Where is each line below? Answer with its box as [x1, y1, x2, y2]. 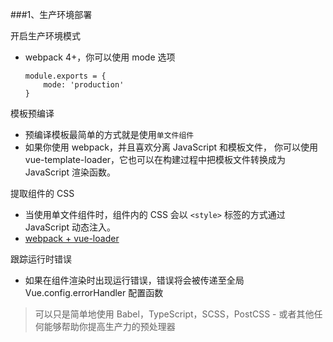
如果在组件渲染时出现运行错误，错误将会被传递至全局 [24, 274, 245, 286]
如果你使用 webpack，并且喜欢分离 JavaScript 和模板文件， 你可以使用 [24, 141, 318, 153]
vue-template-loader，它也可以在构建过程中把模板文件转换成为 [24, 154, 287, 165]
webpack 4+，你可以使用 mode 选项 [24, 51, 176, 63]
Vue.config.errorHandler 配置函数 [24, 287, 164, 298]
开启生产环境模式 [10, 30, 81, 42]
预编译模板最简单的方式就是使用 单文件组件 [24, 129, 195, 140]
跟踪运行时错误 [10, 253, 72, 265]
